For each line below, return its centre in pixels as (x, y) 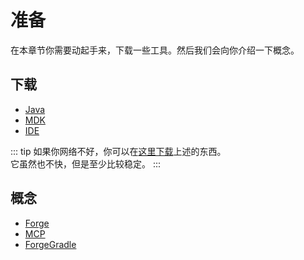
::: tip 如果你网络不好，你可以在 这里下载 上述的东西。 (118, 151)
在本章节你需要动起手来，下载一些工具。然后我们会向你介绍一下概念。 (155, 50)
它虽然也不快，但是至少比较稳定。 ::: (86, 163)
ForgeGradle (50, 244)
